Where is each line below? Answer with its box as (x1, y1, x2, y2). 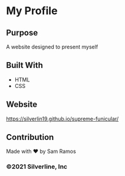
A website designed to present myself (6, 43, 98, 50)
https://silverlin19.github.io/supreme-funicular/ (6, 115, 119, 122)
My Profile (6, 4, 58, 18)
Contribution (6, 132, 54, 142)
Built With (6, 60, 43, 70)
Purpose (6, 28, 38, 38)
